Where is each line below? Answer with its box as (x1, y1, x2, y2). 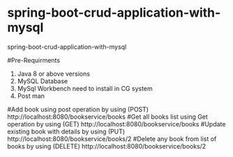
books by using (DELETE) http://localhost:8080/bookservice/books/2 (7, 142, 206, 150)
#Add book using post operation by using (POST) (7, 105, 149, 113)
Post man (17, 92, 45, 100)
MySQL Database (17, 76, 68, 85)
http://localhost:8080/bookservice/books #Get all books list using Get (7, 113, 208, 121)
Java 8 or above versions (17, 69, 91, 78)
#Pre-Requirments (7, 56, 61, 64)
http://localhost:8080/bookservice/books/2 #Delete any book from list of (7, 134, 217, 143)
